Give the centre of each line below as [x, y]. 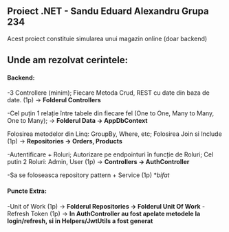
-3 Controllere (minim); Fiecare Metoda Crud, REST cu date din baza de [108, 93]
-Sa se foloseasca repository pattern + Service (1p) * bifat [88, 175]
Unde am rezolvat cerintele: [68, 60]
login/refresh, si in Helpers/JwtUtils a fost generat [80, 221]
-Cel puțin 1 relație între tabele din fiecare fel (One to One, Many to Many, [111, 113]
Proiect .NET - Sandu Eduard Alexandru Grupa [108, 11]
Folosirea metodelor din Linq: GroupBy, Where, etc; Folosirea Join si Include [115, 134]
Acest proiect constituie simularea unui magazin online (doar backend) [107, 38]
